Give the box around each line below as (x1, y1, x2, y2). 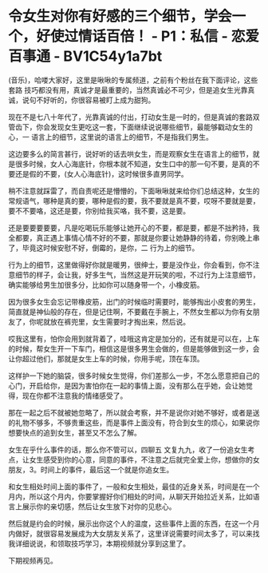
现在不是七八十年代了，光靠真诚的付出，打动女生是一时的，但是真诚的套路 (8, 112, 253, 121)
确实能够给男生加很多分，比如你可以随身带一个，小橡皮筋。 (8, 280, 204, 289)
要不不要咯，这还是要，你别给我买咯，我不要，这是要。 (8, 205, 190, 216)
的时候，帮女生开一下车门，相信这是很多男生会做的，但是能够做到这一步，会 (8, 344, 260, 353)
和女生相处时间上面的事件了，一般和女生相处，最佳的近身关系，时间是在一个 (8, 481, 260, 491)
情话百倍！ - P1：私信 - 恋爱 (78, 27, 259, 46)
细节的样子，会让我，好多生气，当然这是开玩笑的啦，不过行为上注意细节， (14, 269, 260, 280)
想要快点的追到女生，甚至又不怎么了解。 (8, 428, 141, 437)
